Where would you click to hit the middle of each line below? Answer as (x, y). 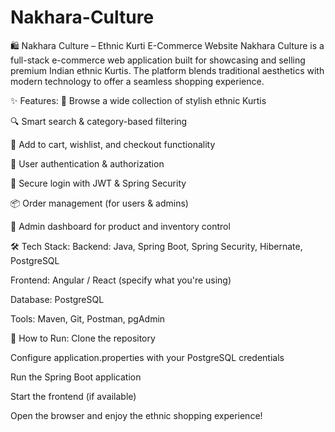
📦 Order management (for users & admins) (99, 203)
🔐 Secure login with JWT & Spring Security (98, 183)
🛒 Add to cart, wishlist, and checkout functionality (113, 144)
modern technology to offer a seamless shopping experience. (137, 81)
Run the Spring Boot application (76, 377)
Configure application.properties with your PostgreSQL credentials (147, 357)
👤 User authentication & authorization (87, 163)
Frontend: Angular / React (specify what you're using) (121, 280)
